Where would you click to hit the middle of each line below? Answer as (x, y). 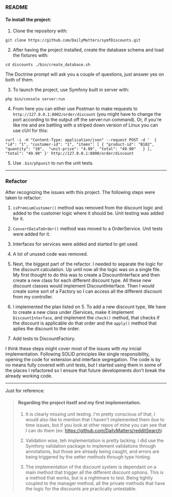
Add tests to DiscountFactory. (44, 339)
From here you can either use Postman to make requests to (75, 109)
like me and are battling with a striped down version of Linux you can (85, 125)
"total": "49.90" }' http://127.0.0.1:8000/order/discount (70, 154)
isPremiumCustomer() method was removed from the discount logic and (88, 208)
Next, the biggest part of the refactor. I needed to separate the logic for (88, 264)
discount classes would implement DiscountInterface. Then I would (83, 286)
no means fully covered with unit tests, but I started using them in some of (84, 365)
